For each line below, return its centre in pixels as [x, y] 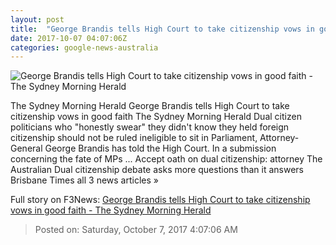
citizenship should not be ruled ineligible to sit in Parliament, [134, 138]
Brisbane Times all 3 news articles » [84, 180]
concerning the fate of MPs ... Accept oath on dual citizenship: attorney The [166, 159]
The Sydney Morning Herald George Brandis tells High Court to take [150, 106]
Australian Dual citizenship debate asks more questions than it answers [157, 170]
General [26, 148]
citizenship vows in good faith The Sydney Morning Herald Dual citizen [156, 117]
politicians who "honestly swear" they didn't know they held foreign [150, 127]
